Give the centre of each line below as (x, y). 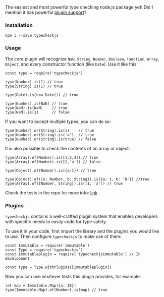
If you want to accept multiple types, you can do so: (58, 121)
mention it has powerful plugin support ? (46, 12)
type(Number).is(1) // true (34, 82)
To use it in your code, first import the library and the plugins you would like (82, 231)
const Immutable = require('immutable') (48, 245)
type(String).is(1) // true (34, 86)
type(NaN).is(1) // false (37, 112)
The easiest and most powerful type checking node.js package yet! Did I (79, 7)
